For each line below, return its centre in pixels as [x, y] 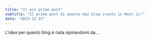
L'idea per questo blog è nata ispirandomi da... [52, 33]
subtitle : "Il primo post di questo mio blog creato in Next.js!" [75, 14]
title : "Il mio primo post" [34, 10]
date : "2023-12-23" [25, 19]
